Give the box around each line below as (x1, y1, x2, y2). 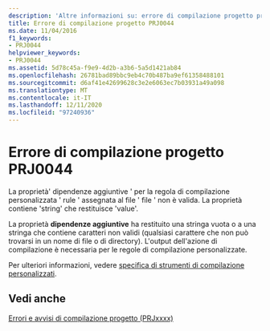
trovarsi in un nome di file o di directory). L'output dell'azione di (8, 236, 218, 245)
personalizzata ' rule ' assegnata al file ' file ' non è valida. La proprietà (8, 195, 243, 204)
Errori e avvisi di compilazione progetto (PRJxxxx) (8, 313, 174, 323)
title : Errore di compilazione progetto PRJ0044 (8, 19, 174, 27)
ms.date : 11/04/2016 (8, 26, 78, 34)
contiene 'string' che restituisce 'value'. (8, 204, 139, 213)
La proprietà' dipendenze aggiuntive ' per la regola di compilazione (8, 186, 231, 196)
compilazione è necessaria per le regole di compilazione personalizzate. (8, 244, 247, 254)
